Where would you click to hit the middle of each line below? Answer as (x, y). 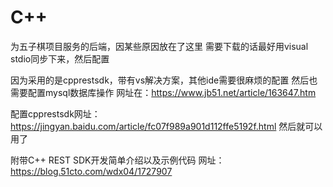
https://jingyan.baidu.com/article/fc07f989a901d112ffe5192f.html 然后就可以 (166, 126)
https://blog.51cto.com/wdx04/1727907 (91, 171)
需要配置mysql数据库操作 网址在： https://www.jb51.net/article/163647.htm (163, 92)
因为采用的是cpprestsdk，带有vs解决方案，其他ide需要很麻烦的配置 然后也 (164, 80)
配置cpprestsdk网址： (55, 113)
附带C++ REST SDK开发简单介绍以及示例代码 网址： (117, 160)
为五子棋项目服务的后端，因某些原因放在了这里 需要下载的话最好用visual (159, 46)
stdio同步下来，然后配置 (60, 58)
